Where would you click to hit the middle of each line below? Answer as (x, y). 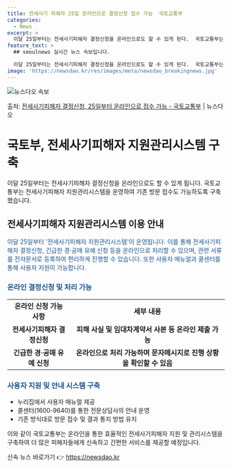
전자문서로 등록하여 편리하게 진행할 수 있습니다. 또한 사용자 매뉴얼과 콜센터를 (117, 259)
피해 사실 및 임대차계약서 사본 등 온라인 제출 (143, 329)
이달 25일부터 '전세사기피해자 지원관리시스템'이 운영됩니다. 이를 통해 (99, 242)
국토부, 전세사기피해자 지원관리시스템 (106, 145)
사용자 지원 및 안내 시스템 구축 (54, 385)
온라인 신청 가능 (39, 306)
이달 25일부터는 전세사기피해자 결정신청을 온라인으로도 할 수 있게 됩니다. (105, 183)
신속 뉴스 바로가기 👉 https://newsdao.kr (64, 457)
